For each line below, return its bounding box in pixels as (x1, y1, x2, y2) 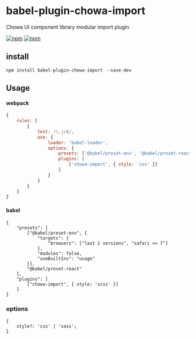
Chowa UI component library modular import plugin (6, 23, 129, 30)
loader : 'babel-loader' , (47, 139, 108, 146)
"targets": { (37, 235, 69, 241)
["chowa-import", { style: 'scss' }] (27, 281, 118, 287)
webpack (6, 99, 29, 107)
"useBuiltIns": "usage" (37, 256, 95, 262)
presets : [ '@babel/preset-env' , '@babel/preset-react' (58, 150, 194, 156)
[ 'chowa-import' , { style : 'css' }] (68, 162, 158, 167)
